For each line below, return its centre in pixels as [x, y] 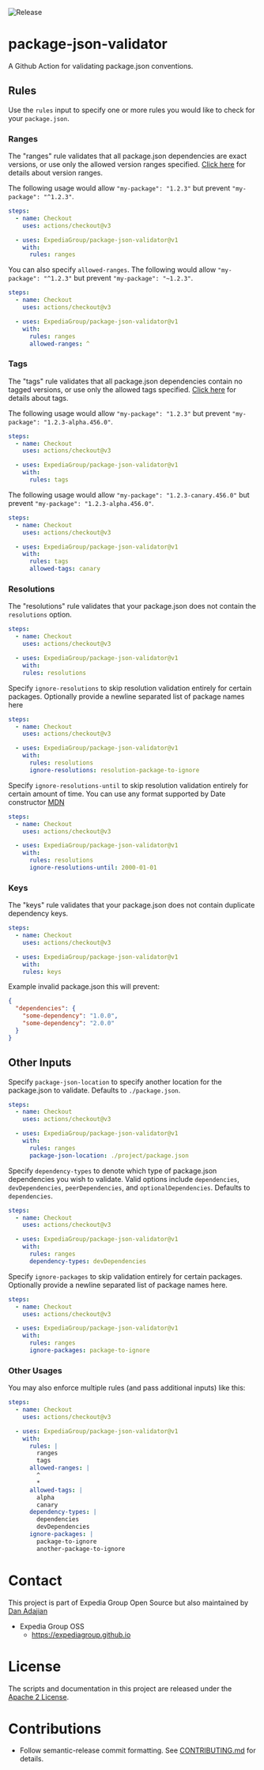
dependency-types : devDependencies [88, 1261]
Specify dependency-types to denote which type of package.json [113, 1171]
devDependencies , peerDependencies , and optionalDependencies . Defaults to [129, 1187]
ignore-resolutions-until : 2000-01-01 [93, 868]
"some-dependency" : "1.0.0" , [70, 1016]
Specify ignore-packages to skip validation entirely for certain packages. [125, 1276]
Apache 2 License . [39, 1696]
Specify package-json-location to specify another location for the [115, 1081]
